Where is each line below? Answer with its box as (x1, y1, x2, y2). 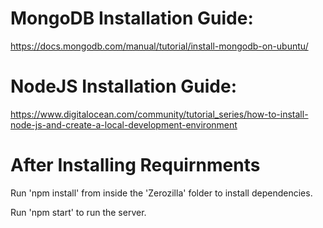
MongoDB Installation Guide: (10, 7, 254, 30)
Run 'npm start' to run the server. (10, 206, 147, 218)
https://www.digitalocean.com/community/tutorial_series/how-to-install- (10, 108, 309, 120)
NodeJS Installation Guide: (10, 75, 238, 98)
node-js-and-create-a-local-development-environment (10, 118, 238, 131)
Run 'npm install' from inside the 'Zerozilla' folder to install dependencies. (10, 187, 313, 199)
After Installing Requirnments (10, 154, 261, 177)
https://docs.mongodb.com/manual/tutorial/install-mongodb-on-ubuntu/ (10, 40, 309, 52)
